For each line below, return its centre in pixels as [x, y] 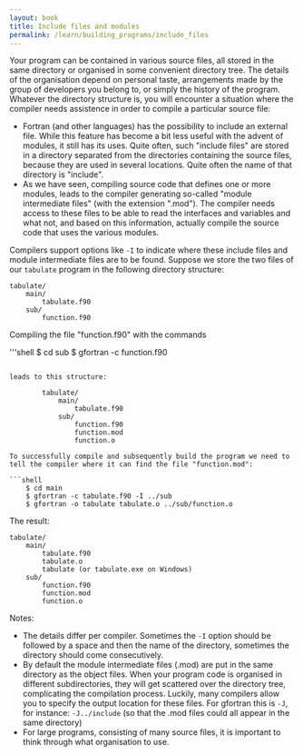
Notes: [22, 618]
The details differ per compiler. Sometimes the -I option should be [147, 636]
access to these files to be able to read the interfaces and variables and [156, 214]
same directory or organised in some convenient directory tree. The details [149, 70]
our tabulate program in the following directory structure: [117, 270]
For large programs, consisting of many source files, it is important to [151, 732]
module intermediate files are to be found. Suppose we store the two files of [151, 260]
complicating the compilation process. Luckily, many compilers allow [151, 694]
